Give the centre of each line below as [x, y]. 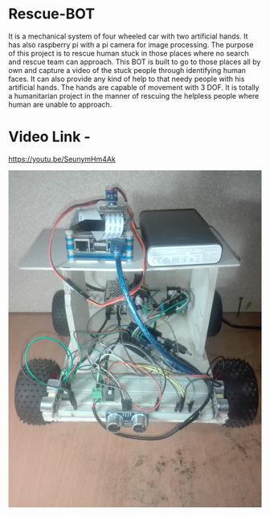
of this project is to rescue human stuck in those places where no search [129, 53]
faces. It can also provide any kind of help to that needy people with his [127, 79]
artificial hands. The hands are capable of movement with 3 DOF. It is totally [134, 87]
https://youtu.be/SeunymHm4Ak [62, 159]
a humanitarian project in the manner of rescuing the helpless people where [134, 95]
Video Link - [49, 137]
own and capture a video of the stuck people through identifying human [127, 70]
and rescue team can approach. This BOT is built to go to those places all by [135, 62]
